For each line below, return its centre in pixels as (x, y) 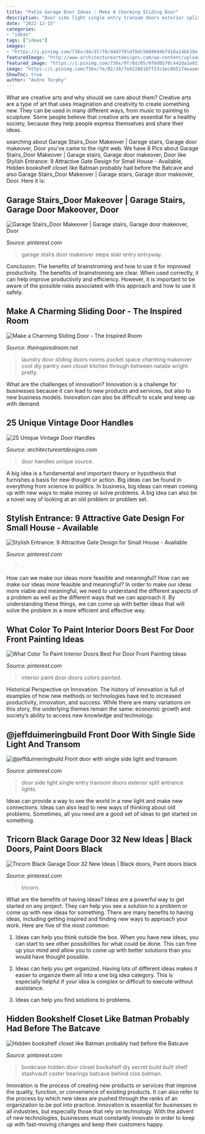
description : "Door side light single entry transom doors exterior (95, 18)
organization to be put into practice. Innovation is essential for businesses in (102, 1105)
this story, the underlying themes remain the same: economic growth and (98, 709)
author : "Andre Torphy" (37, 80)
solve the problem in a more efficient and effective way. (76, 610)
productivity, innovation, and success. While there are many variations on (99, 703)
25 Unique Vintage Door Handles (70, 423)
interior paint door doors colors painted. (71, 678)
